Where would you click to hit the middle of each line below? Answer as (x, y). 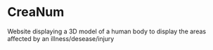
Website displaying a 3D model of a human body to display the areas (106, 31)
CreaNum (36, 12)
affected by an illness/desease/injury (61, 38)
